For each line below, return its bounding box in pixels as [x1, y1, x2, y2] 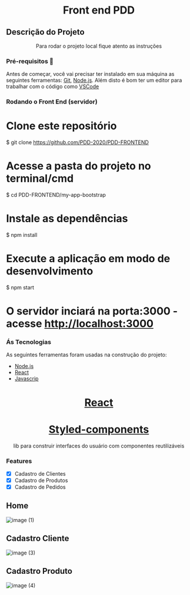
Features [6, 457, 32, 465]
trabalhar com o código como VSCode [6, 83, 99, 90]
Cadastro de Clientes [14, 470, 66, 477]
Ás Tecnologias [6, 338, 52, 346]
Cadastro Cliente [6, 533, 69, 544]
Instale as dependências [6, 212, 128, 225]
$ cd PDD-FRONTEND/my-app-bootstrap [6, 192, 106, 199]
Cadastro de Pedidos [14, 483, 66, 490]
